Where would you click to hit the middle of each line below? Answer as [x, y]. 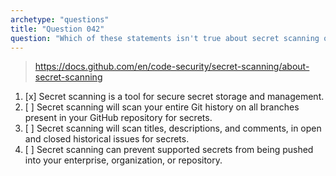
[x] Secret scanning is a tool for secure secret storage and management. [174, 97]
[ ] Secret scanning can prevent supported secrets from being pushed [169, 150]
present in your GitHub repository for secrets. [118, 118]
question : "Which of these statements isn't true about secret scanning [165, 38]
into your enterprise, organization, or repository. [123, 160]
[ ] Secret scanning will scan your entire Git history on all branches [162, 107]
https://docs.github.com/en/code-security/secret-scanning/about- [172, 67]
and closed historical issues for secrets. [107, 139]
